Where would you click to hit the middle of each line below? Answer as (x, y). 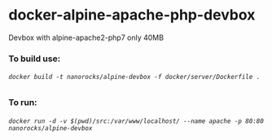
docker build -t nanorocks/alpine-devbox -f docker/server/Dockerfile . (134, 77)
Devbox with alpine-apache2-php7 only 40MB (86, 37)
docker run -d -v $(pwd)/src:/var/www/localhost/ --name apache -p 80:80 (136, 121)
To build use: (35, 59)
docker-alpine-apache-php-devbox (132, 15)
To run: (23, 103)
